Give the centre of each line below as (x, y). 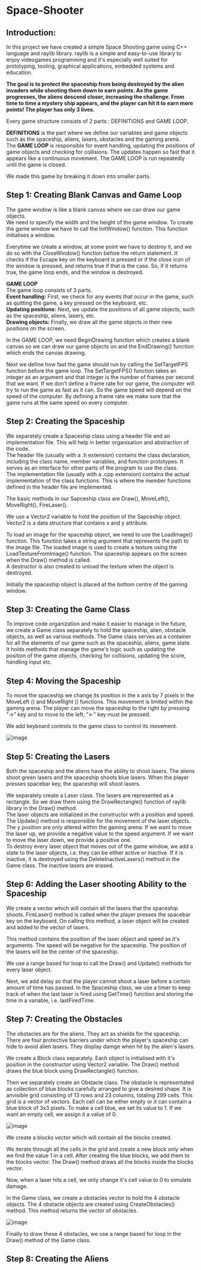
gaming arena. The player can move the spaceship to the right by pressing (98, 708)
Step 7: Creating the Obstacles (64, 1019)
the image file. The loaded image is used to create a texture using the (92, 547)
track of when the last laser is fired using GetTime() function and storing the (100, 994)
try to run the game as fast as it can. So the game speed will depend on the (99, 390)
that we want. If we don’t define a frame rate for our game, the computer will (100, 383)
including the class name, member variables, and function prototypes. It (95, 461)
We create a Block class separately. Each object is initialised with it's (91, 1058)
